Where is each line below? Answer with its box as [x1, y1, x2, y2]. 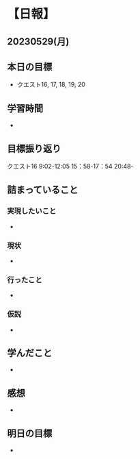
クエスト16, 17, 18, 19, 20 [16, 80, 85, 89]
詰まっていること [7, 184, 79, 196]
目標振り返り [7, 142, 61, 154]
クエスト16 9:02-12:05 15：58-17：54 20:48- [7, 162, 135, 171]
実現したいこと [7, 206, 57, 216]
